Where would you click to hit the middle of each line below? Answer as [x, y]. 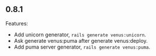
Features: [17, 23]
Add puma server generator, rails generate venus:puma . [82, 47]
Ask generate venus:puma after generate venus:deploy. [81, 40]
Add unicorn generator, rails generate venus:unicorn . [80, 35]
